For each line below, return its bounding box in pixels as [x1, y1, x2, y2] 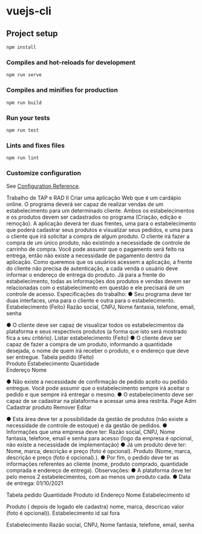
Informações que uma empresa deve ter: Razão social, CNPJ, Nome [6, 428, 175, 436]
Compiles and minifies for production [6, 86, 118, 94]
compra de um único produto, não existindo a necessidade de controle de [6, 239, 191, 246]
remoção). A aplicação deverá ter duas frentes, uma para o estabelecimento [6, 220, 197, 227]
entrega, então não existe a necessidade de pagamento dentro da [6, 252, 171, 259]
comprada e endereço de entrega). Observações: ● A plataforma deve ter [6, 467, 192, 474]
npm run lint [6, 155, 39, 161]
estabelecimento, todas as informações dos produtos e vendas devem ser [6, 278, 191, 285]
